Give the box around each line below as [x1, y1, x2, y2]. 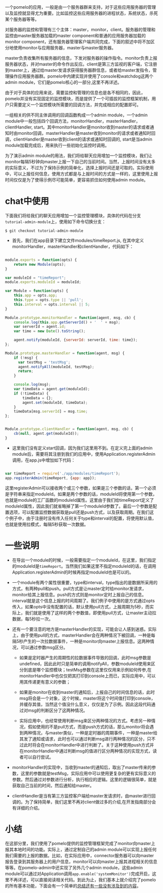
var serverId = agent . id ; [14, 324, 66, 329]
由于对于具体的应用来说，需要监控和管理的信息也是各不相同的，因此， [5, 90, 146, 96]
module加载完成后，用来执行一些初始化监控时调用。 [5, 143, 110, 148]
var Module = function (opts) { [5, 288, 68, 293]
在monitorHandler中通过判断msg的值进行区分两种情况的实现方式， [19, 748, 153, 754]
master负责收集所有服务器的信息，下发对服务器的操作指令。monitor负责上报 [5, 55, 158, 61]
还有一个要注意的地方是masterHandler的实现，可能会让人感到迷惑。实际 [12, 626, 157, 632]
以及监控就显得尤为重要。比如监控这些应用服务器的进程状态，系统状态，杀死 [5, 10, 158, 16]
